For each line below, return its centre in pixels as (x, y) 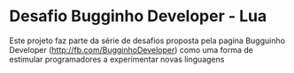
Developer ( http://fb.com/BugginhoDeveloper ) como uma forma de (132, 49)
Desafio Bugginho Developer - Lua (138, 16)
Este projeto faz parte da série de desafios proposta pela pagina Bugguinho (147, 40)
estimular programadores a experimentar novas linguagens (117, 59)
